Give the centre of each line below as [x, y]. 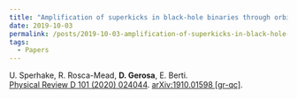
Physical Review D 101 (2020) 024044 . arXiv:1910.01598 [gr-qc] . [126, 85]
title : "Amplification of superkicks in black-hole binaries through [140, 17]
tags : [19, 42]
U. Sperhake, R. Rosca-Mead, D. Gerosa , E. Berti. [99, 75]
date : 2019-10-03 [41, 26]
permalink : [29, 34]
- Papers [33, 50]
